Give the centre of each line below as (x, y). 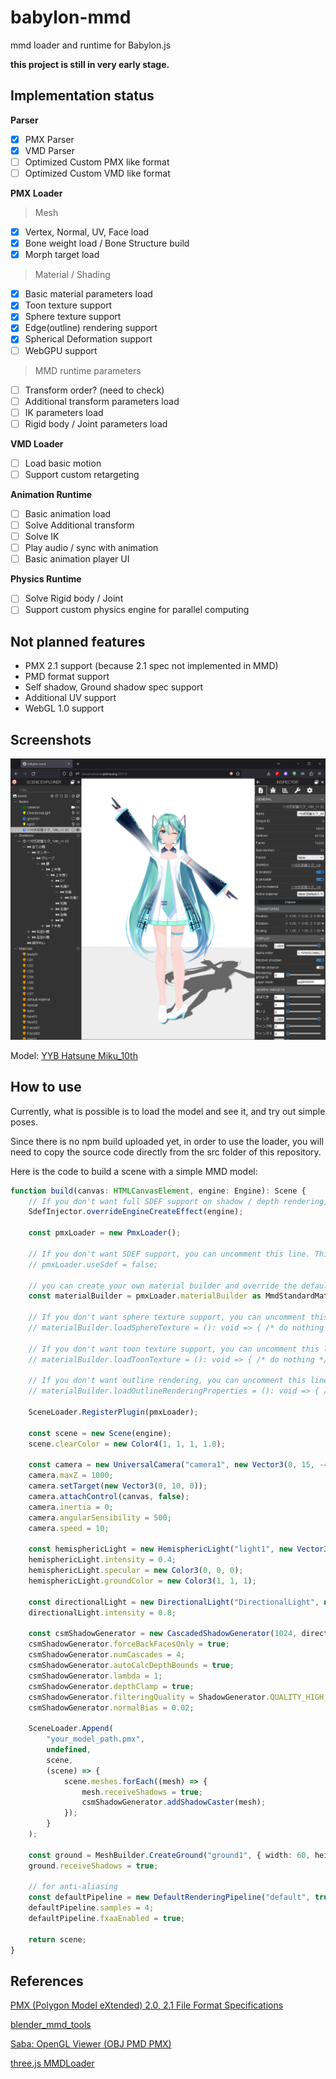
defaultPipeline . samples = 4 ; (91, 1908)
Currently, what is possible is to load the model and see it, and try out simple (168, 1111)
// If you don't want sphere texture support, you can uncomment (167, 1317)
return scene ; (57, 1939)
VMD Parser (50, 150)
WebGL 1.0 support (64, 708)
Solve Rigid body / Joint (74, 598)
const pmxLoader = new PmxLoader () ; (105, 1233)
